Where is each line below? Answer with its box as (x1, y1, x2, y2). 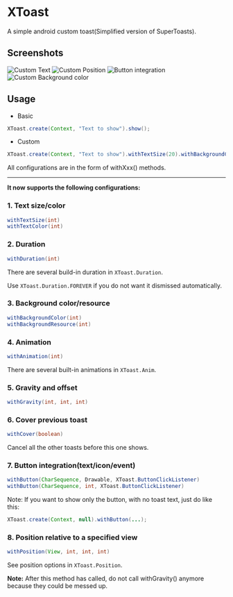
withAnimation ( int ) (7, 353, 64, 360)
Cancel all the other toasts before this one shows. (7, 444, 149, 452)
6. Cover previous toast (7, 414, 88, 424)
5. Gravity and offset (7, 382, 78, 392)
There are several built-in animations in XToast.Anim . (7, 365, 157, 373)
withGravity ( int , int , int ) (7, 398, 89, 406)
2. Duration (7, 239, 46, 249)
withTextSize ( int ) (7, 217, 60, 224)
